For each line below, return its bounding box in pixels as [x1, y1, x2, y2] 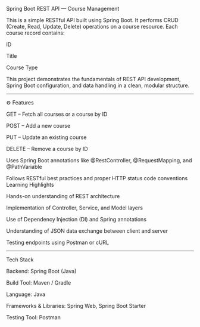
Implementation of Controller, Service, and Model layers [6, 204, 143, 211]
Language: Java [6, 291, 46, 298]
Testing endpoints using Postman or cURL [6, 239, 110, 246]
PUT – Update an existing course [6, 134, 87, 141]
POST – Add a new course [6, 122, 71, 129]
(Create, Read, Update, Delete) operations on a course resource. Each [6, 23, 178, 30]
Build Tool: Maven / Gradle [6, 279, 71, 286]
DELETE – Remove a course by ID [6, 146, 88, 152]
